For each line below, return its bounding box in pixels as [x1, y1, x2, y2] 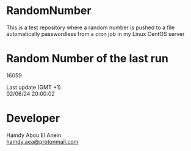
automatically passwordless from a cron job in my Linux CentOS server [6, 30, 185, 37]
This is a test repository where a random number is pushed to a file [6, 24, 175, 31]
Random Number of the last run [6, 52, 169, 66]
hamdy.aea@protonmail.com [6, 138, 79, 145]
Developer [6, 111, 60, 125]
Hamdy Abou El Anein [6, 132, 62, 139]
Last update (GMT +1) [6, 83, 61, 91]
